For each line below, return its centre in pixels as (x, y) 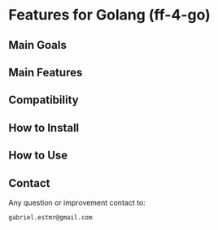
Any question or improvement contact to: (77, 202)
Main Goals (37, 45)
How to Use (38, 156)
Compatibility (44, 100)
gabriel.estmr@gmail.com (50, 217)
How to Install (44, 128)
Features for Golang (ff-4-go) (110, 15)
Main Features (46, 72)
